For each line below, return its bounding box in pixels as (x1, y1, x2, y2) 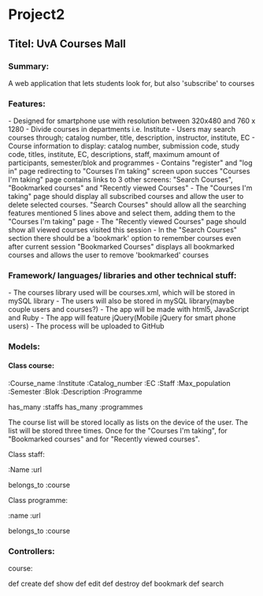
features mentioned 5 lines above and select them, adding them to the (8, 208, 236, 218)
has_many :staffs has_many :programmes (8, 402, 143, 411)
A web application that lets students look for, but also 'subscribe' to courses (8, 78, 255, 88)
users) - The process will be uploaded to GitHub (8, 321, 165, 331)
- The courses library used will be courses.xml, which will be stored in (8, 288, 235, 298)
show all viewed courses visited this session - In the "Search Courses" (8, 225, 238, 234)
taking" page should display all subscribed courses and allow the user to (8, 192, 244, 201)
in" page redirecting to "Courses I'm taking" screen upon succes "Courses (8, 167, 250, 176)
